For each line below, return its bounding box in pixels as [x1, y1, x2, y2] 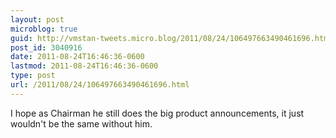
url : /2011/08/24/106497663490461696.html [10, 80, 190, 90]
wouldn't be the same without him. [10, 117, 153, 130]
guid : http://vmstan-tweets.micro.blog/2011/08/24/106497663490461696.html [10, 33, 333, 43]
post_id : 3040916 [10, 42, 83, 53]
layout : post [10, 14, 65, 25]
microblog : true [10, 24, 78, 34]
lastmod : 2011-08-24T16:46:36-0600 [10, 61, 159, 71]
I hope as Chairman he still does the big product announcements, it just [10, 107, 305, 119]
